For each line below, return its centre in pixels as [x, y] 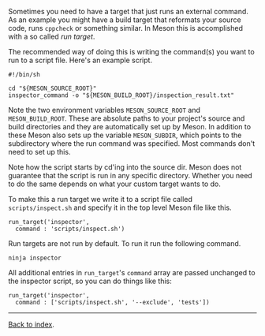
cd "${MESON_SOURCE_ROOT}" [52, 88]
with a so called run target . [52, 36]
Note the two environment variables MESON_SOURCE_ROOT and [105, 110]
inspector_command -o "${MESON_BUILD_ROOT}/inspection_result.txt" [121, 95]
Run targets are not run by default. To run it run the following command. [125, 243]
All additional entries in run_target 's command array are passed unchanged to [132, 273]
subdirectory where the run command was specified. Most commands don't [132, 144]
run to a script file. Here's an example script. [80, 60]
